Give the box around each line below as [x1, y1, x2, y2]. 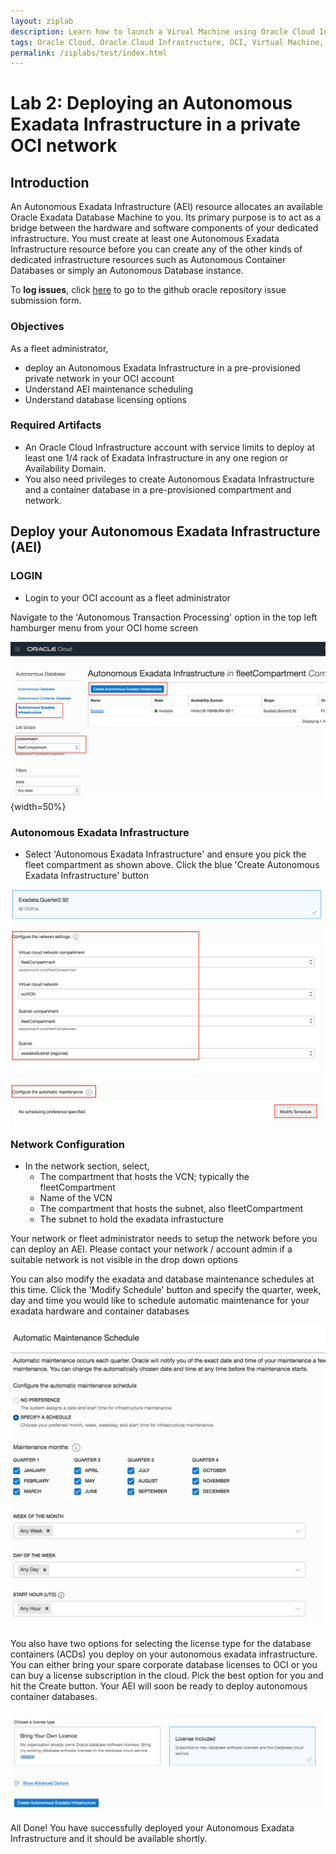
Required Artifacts [10, 418, 102, 432]
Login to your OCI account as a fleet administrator [24, 591, 231, 604]
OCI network [10, 135, 118, 157]
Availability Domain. [24, 462, 107, 474]
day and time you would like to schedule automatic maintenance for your [10, 1295, 310, 1307]
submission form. [10, 295, 82, 307]
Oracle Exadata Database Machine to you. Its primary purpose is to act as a [10, 211, 322, 224]
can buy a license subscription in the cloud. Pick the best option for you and [10, 1670, 324, 1682]
